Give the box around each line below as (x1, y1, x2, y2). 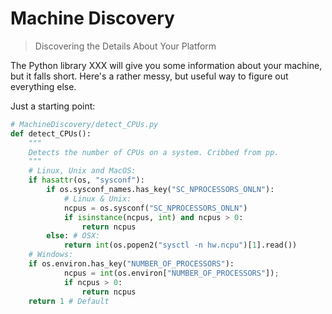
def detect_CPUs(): (10, 128, 92, 139)
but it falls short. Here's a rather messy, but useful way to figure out (10, 70, 289, 82)
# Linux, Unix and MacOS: (28, 166, 137, 176)
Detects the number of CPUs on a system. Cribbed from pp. (28, 147, 280, 157)
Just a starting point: (10, 100, 96, 112)
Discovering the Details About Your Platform (34, 40, 217, 52)
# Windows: (28, 250, 74, 260)
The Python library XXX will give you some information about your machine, (10, 59, 323, 71)
